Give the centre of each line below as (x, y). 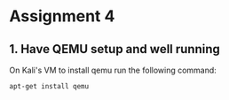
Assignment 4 (62, 16)
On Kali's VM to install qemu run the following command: (113, 70)
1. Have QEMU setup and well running (114, 49)
